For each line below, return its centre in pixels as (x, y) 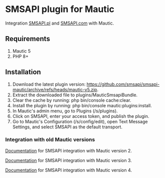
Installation (23, 72)
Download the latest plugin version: (49, 84)
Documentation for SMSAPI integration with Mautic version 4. (68, 170)
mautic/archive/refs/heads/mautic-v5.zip (55, 89)
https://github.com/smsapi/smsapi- (123, 84)
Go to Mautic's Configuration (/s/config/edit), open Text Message (80, 121)
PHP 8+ (20, 56)
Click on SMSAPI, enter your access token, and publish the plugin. (81, 116)
